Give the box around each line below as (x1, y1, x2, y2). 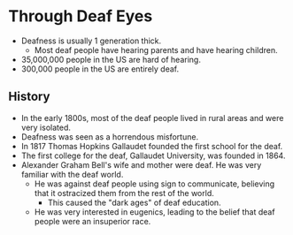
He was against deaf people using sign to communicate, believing (34, 178, 275, 189)
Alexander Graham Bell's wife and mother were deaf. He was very (20, 159, 262, 170)
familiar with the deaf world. (20, 169, 124, 179)
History (8, 89, 50, 104)
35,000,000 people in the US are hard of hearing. (20, 54, 201, 64)
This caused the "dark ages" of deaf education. (47, 197, 222, 208)
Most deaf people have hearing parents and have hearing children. (34, 44, 278, 55)
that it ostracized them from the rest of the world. (34, 187, 214, 198)
